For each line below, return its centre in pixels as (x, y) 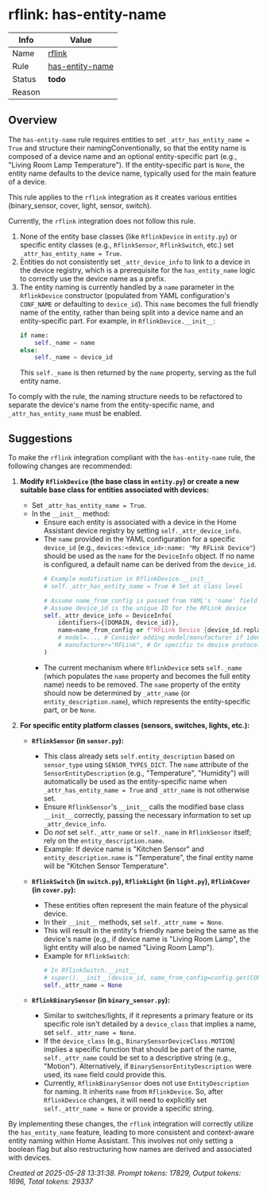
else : (29, 350)
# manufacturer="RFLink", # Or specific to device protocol (160, 645)
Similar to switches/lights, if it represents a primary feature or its (148, 1016)
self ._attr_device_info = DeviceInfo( (108, 615)
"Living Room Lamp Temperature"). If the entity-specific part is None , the (126, 165)
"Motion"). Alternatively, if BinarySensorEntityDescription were (147, 1066)
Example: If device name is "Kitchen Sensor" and (124, 849)
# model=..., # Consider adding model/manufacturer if (151, 638)
